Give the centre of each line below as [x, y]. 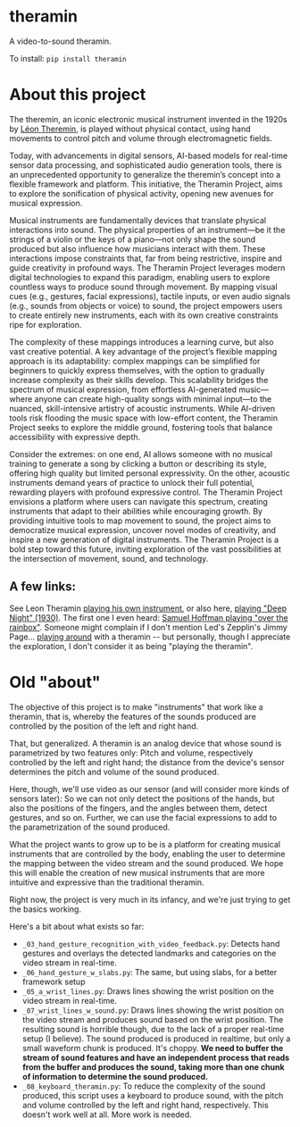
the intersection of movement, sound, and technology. [109, 558]
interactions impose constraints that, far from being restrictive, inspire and [146, 258]
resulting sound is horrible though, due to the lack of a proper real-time [153, 1029]
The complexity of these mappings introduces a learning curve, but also [142, 342]
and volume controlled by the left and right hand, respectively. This [146, 1105]
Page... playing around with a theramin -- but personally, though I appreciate [150, 637]
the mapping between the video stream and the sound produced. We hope [146, 863]
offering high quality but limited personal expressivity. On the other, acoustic [150, 473]
